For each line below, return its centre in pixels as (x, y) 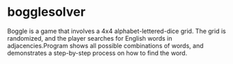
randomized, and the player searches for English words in (90, 38)
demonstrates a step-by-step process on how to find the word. (97, 53)
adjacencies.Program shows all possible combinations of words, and (105, 45)
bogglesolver (46, 12)
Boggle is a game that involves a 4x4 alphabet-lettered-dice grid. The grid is (116, 31)
